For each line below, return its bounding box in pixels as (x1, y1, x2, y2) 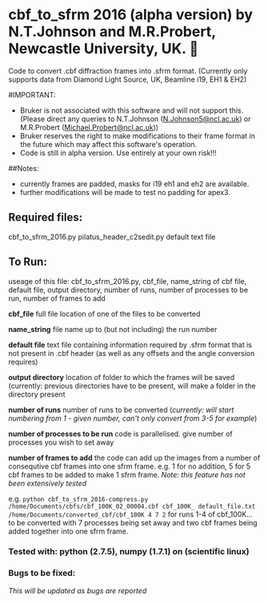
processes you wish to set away (8, 437, 114, 447)
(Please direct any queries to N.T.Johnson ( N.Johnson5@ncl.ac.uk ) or (19, 114, 251, 123)
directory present (8, 389, 66, 399)
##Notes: (8, 163, 39, 173)
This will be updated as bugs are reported (8, 585, 147, 595)
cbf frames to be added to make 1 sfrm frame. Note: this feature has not (8, 469, 246, 479)
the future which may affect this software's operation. (19, 139, 198, 149)
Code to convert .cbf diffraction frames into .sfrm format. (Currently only (8, 66, 248, 75)
